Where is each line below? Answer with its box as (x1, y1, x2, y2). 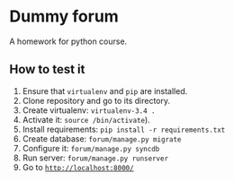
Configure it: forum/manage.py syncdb (22, 142, 160, 153)
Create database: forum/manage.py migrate (22, 133, 182, 144)
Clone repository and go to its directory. (22, 95, 171, 106)
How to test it (9, 62, 85, 77)
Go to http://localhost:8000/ (22, 161, 134, 172)
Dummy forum (9, 6, 119, 27)
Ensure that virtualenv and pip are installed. (22, 85, 188, 96)
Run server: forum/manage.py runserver (22, 152, 169, 163)
